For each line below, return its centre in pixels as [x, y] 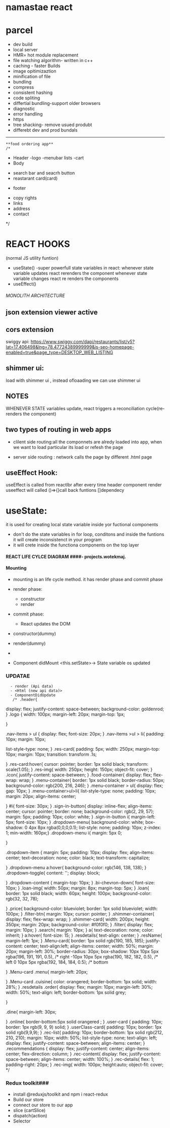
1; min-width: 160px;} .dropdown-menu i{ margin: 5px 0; [64, 833]
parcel [19, 31]
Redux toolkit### [27, 1083]
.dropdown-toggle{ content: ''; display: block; [53, 873]
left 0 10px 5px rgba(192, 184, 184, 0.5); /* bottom [57, 962]
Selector [22, 1121]
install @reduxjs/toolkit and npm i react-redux [60, 1094]
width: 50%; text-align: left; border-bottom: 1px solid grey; [66, 992]
